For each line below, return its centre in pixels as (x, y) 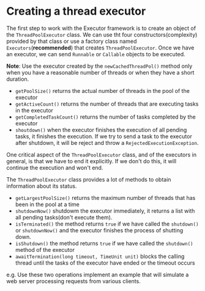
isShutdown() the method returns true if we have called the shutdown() (104, 243)
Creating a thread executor (76, 11)
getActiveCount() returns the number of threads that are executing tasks (107, 104)
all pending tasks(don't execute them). (64, 217)
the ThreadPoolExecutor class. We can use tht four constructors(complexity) (102, 34)
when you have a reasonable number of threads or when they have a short (100, 72)
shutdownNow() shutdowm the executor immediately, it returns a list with (105, 211)
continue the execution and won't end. (55, 168)
